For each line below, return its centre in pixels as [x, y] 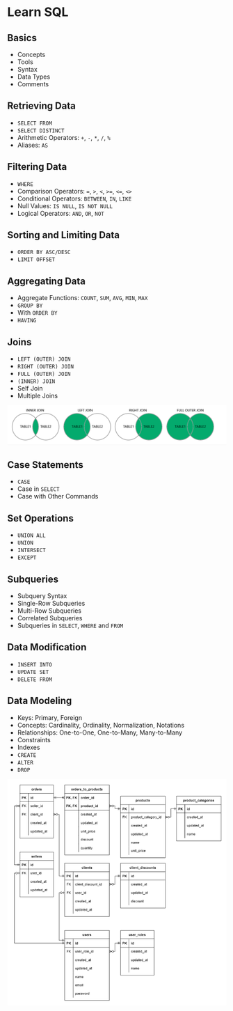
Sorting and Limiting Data [64, 235]
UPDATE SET [33, 672]
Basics [22, 38]
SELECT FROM [34, 123]
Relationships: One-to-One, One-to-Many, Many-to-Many [100, 732]
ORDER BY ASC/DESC [44, 252]
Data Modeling [40, 701]
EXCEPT [27, 558]
